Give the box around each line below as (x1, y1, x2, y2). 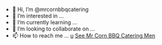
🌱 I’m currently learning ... (12, 19, 78, 26)
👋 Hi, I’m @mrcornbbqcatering (12, 6, 89, 13)
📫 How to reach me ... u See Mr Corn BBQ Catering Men (12, 32, 156, 39)
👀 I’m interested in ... (12, 12, 64, 19)
